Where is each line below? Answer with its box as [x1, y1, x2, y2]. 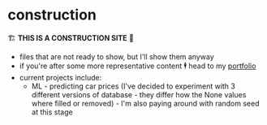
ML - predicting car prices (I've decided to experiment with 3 [31, 81, 236, 91]
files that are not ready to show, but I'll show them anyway [19, 51, 214, 62]
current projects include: [19, 72, 102, 82]
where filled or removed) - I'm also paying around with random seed [31, 98, 260, 108]
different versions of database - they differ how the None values [31, 89, 247, 99]
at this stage [31, 107, 74, 117]
